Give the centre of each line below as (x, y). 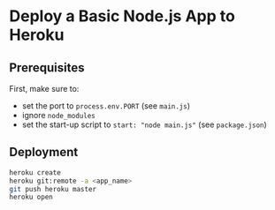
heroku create (35, 172)
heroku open (31, 197)
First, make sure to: (44, 89)
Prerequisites (47, 67)
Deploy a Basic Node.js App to (122, 16)
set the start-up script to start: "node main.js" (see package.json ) (144, 124)
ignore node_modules (58, 115)
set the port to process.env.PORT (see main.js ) (106, 106)
